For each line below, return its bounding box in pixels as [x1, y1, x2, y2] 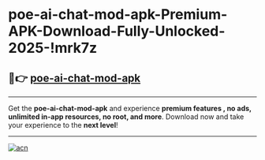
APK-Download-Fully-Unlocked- [8, 22, 226, 40]
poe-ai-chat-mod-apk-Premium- [8, 6, 228, 24]
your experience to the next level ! [8, 121, 118, 129]
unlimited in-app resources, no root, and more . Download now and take [8, 112, 244, 121]
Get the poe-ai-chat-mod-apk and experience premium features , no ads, [8, 104, 252, 113]
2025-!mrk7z [8, 39, 98, 57]
